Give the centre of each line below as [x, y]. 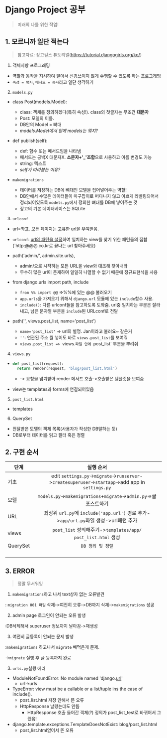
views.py [21, 354]
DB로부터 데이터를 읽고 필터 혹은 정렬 [48, 435]
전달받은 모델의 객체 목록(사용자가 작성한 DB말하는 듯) [65, 429]
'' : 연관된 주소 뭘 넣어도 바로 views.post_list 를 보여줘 [74, 337]
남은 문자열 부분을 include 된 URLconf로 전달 [74, 311]
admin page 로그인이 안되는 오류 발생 [49, 615]
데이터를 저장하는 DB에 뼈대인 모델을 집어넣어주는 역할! [73, 190]
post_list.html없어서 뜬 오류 [46, 731]
